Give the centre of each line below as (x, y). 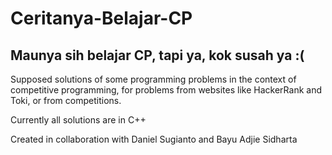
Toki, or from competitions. (66, 100)
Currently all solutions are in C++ (78, 120)
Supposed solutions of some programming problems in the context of (153, 79)
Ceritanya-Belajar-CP (101, 18)
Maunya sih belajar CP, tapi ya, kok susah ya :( (157, 55)
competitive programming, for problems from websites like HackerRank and (166, 90)
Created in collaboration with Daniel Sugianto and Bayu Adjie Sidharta (154, 139)
